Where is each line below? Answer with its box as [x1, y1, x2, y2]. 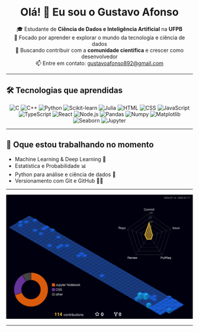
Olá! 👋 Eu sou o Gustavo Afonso [20, 5, 179, 19]
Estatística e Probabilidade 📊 [14, 162, 87, 169]
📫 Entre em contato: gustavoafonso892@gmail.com [35, 59, 164, 67]
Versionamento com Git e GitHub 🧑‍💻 [14, 177, 104, 184]
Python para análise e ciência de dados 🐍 [14, 171, 116, 178]
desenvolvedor [81, 53, 118, 60]
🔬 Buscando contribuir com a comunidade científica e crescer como [15, 46, 184, 54]
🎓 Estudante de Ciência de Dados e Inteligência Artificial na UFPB [17, 25, 182, 32]
